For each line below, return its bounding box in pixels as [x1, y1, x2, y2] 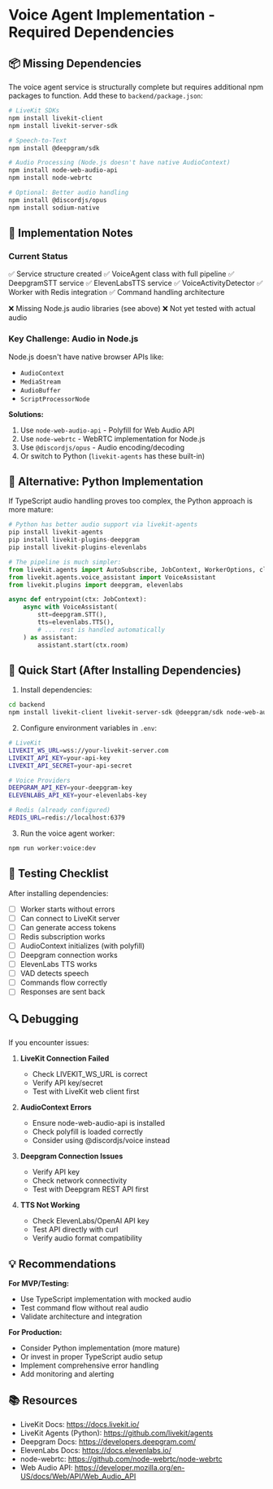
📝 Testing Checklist [8, 867, 109, 881]
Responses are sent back [19, 987, 106, 997]
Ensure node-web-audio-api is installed [32, 1118, 165, 1128]
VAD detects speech [19, 969, 89, 978]
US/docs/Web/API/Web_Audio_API [19, 1471, 136, 1481]
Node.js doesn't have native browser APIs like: [8, 352, 164, 362]
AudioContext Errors [19, 1102, 92, 1113]
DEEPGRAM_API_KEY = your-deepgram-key [8, 784, 132, 792]
